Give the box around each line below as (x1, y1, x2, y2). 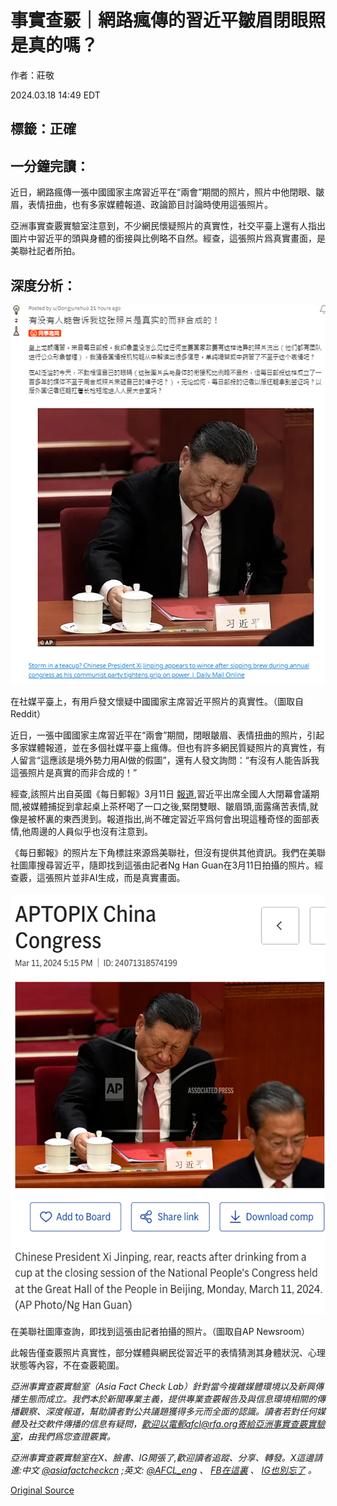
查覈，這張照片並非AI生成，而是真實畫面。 (10, 872, 186, 884)
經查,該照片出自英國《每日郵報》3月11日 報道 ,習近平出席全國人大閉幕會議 (10, 788, 312, 800)
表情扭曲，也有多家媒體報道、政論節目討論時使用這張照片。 (27, 199, 273, 211)
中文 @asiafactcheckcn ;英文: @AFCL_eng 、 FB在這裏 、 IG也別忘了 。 (21, 1464, 317, 1476)
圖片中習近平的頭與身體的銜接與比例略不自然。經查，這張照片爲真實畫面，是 (10, 232, 326, 245)
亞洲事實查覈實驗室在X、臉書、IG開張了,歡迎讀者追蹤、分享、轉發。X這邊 (10, 1451, 315, 1463)
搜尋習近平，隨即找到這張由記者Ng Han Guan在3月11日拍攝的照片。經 (36, 859, 324, 871)
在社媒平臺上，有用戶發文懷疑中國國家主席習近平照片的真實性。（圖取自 (10, 696, 304, 708)
